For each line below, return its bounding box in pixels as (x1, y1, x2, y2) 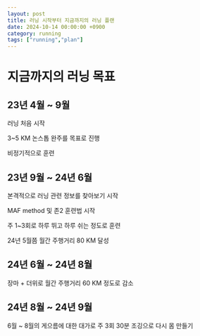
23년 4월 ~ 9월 (7, 99, 70, 111)
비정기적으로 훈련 (7, 149, 55, 157)
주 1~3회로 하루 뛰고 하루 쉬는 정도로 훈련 (7, 221, 121, 229)
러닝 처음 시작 (7, 119, 46, 127)
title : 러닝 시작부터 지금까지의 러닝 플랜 (7, 17, 115, 24)
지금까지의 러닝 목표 (7, 69, 116, 85)
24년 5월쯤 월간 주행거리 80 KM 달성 (7, 236, 109, 245)
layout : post (7, 10, 46, 18)
